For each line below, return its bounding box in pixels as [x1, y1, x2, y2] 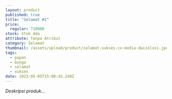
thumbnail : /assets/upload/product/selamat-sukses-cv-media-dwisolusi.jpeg [5, 45, 170, 51]
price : [5, 21, 19, 27]
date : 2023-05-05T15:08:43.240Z [5, 74, 74, 79]
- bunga [10, 60, 27, 65]
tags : [5, 50, 17, 55]
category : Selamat [5, 41, 45, 46]
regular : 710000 [10, 27, 45, 32]
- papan [10, 55, 27, 60]
